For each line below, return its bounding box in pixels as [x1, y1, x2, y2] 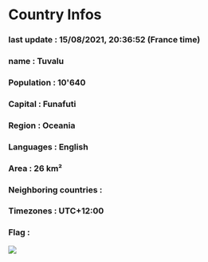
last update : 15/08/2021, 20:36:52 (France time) [8, 34, 201, 46]
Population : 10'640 [8, 77, 86, 88]
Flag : [8, 227, 30, 238]
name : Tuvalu [8, 56, 65, 67]
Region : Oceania [8, 120, 76, 131]
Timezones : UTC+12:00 [8, 205, 104, 216]
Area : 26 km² [8, 162, 62, 173]
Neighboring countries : [8, 184, 103, 195]
